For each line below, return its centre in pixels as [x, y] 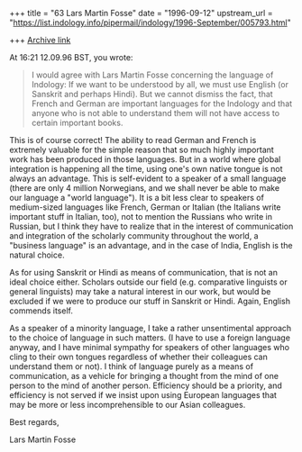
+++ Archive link [40, 40]
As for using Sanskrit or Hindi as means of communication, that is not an [143, 272]
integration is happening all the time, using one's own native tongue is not [146, 169]
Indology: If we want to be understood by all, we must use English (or [160, 84]
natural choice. [37, 255]
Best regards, [34, 422]
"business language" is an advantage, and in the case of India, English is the [151, 245]
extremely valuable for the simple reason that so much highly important [142, 149]
